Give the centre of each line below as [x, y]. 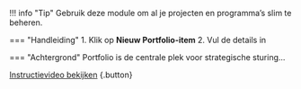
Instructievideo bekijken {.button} [71, 75]
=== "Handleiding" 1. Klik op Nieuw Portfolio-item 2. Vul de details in [138, 40]
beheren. [26, 22]
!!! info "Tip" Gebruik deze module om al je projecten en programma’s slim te [150, 13]
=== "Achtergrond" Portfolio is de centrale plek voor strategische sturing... [147, 57]
